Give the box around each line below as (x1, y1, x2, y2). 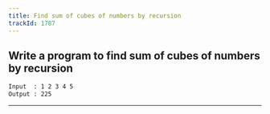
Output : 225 (8, 90, 52, 99)
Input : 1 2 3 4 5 (8, 83, 74, 91)
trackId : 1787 (8, 19, 56, 27)
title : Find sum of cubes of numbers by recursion (8, 11, 182, 20)
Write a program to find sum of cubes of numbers (8, 49, 261, 63)
